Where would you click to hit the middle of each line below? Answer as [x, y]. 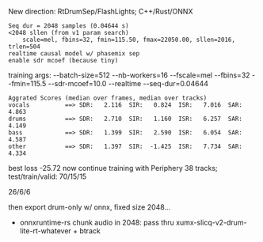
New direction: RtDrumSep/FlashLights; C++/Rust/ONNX [101, 11]
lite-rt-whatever [45, 231]
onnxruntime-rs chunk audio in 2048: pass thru [97, 222]
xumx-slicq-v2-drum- [211, 222]
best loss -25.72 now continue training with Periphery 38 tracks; [113, 168]
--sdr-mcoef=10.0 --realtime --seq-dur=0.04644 [128, 83]
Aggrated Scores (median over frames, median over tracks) [108, 98]
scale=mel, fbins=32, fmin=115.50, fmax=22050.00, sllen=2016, [129, 40]
